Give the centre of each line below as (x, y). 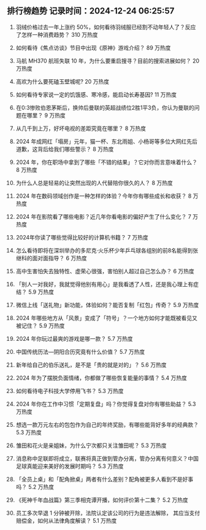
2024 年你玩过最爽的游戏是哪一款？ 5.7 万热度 (74, 338)
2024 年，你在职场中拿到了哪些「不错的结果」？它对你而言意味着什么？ (107, 162)
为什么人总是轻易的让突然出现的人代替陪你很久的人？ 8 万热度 (94, 182)
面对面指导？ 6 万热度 (60, 258)
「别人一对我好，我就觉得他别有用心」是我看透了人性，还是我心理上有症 (107, 284)
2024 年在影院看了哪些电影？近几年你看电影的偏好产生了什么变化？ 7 (104, 216)
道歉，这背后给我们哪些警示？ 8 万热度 (65, 149)
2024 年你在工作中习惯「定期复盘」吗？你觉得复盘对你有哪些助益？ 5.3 (106, 403)
